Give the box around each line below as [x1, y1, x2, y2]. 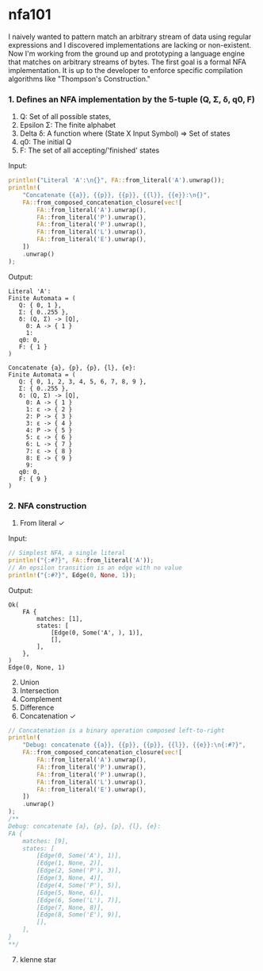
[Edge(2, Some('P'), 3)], [36, 867, 123, 875]
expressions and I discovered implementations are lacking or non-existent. [8, 40, 252, 49]
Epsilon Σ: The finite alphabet [19, 121, 116, 130]
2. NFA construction [8, 500, 87, 511]
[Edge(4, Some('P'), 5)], [36, 881, 123, 889]
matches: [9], [22, 837, 69, 845]
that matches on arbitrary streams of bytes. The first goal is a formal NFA [8, 57, 247, 67]
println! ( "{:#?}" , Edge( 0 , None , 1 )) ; [8, 571, 136, 579]
